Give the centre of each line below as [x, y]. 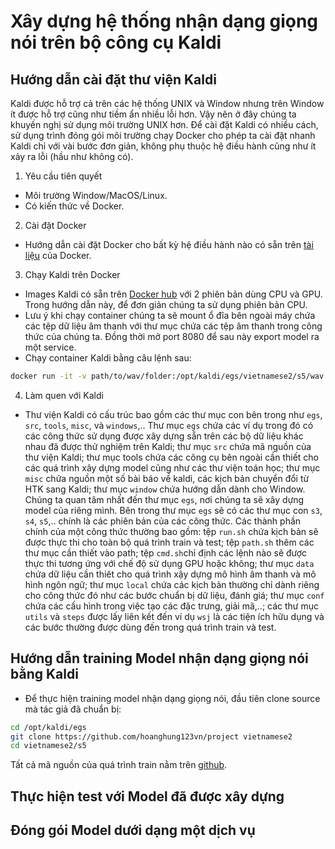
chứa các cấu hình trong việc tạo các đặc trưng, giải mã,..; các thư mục [172, 606]
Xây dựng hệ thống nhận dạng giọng [164, 21]
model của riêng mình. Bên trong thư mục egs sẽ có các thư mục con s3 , [173, 510]
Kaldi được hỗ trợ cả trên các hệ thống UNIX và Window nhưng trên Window [167, 103]
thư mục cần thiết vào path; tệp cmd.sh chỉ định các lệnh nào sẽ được [166, 552]
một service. [50, 347]
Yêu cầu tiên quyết [63, 176]
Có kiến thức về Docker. [74, 206]
